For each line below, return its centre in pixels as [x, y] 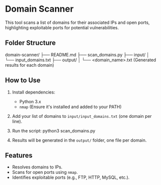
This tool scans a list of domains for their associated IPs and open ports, [77, 22]
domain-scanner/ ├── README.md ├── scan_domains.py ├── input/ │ [77, 55]
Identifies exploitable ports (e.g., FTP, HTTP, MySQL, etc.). [71, 177]
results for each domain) [30, 65]
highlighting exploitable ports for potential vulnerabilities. [62, 27]
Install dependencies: [34, 92]
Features [19, 155]
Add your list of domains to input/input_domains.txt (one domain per [82, 116]
